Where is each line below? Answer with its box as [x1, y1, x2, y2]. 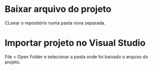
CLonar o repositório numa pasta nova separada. [4, 20, 105, 26]
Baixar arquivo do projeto [4, 3, 111, 15]
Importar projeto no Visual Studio [4, 37, 146, 49]
